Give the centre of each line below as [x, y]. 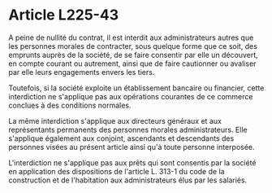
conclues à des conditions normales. [70, 105]
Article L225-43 [64, 15]
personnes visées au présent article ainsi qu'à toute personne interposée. [132, 147]
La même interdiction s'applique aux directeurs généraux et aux [115, 121]
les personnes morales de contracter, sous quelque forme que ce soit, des [133, 46]
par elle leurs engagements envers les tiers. [82, 72]
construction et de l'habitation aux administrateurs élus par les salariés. [128, 180]
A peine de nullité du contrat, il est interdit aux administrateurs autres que [131, 37]
